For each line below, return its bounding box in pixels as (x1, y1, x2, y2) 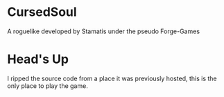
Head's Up (7, 51, 69, 67)
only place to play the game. (7, 81, 88, 90)
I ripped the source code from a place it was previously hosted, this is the (7, 74, 217, 82)
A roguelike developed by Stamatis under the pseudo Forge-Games (7, 27, 200, 35)
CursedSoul (7, 4, 78, 20)
